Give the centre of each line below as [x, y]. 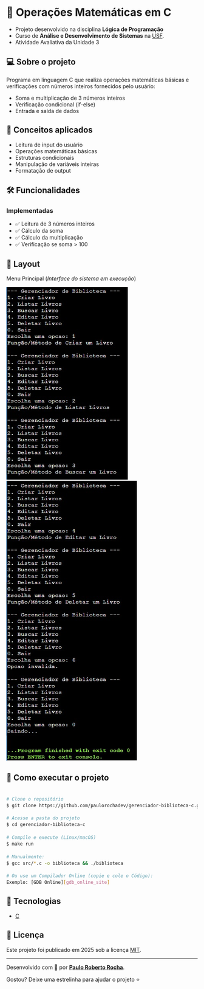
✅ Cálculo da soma [39, 231]
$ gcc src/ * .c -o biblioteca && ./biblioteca [65, 863]
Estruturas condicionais [45, 157]
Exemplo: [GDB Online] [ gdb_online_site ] [58, 883]
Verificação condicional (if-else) [55, 104]
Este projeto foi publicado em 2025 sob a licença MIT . [74, 949]
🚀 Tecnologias [34, 901]
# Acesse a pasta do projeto [43, 818]
